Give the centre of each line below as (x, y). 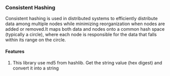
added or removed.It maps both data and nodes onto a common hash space (85, 29)
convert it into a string (36, 68)
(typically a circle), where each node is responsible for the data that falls (81, 35)
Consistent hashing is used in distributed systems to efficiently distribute (81, 19)
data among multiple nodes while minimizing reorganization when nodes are (85, 24)
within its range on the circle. (36, 40)
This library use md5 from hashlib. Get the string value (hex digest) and (87, 62)
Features (15, 51)
